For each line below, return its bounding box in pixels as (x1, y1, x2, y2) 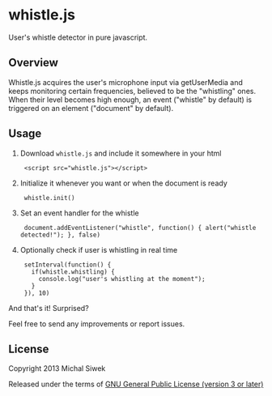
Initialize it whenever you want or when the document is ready (19, 178, 228, 188)
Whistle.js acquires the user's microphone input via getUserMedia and (8, 77, 243, 87)
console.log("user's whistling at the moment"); (38, 275, 206, 283)
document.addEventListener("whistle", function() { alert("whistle (23, 224, 257, 232)
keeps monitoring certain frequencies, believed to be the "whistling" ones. (8, 86, 257, 96)
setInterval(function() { (23, 261, 112, 269)
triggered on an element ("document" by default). (8, 103, 174, 113)
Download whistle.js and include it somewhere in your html (19, 148, 222, 158)
